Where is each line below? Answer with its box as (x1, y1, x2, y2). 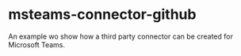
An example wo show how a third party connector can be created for (8, 32, 234, 41)
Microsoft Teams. (8, 39, 66, 49)
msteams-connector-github (8, 6, 197, 24)
